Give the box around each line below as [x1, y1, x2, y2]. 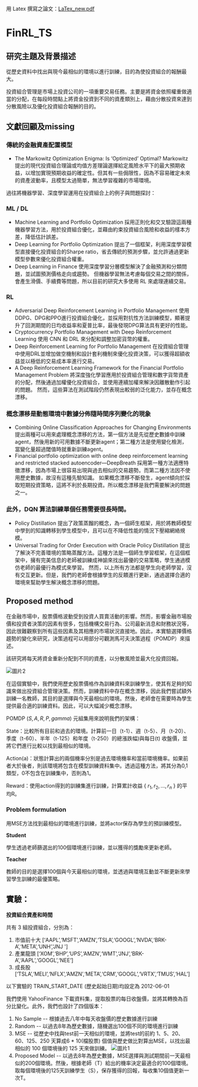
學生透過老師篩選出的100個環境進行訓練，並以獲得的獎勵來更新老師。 [6, 844, 175, 851]
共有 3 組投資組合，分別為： [6, 924, 75, 931]
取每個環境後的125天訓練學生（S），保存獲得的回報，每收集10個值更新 [14, 1067, 184, 1074]
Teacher [6, 856, 27, 863]
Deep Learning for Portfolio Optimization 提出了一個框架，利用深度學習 [14, 240, 187, 247]
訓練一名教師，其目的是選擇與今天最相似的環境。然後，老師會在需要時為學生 [6, 695, 192, 702]
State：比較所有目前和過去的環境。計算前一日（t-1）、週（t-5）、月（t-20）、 [6, 727, 190, 734]
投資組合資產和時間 [6, 911, 53, 918]
